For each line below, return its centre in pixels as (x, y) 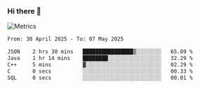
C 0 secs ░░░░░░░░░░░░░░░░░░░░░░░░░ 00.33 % (100, 71)
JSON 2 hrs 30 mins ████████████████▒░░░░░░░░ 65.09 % (100, 52)
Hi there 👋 (25, 11)
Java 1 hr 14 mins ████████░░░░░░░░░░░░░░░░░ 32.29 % (100, 59)
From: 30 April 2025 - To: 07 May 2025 (66, 39)
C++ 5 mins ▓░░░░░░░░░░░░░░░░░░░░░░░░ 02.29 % (100, 65)
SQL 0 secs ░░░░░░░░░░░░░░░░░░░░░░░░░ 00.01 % (100, 78)
